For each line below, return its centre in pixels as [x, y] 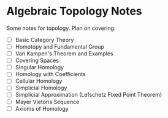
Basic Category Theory [44, 40]
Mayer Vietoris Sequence [47, 102]
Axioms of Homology [42, 108]
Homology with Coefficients [50, 74]
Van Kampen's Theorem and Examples [64, 54]
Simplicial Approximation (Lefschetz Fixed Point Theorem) [89, 95]
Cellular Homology [39, 81]
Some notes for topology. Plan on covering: [61, 28]
